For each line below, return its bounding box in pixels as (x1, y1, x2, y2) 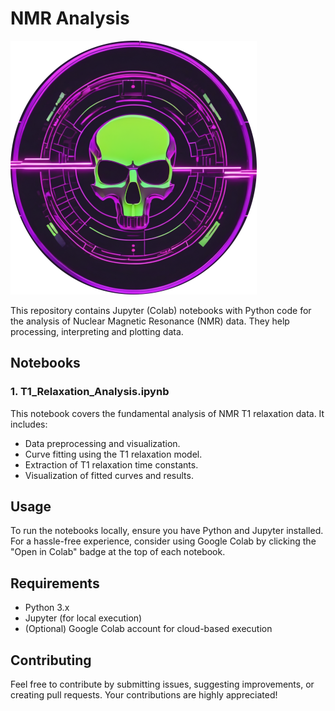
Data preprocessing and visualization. (24, 437, 181, 449)
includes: (10, 418, 48, 430)
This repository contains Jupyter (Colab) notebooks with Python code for (10, 304, 312, 316)
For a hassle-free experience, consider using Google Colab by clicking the (10, 535, 317, 547)
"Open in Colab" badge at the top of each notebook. (10, 546, 226, 558)
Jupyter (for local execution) (24, 612, 143, 624)
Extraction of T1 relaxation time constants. (24, 458, 199, 471)
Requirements (10, 575, 100, 592)
